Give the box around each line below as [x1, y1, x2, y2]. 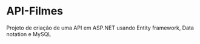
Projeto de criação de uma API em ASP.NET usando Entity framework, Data [6, 24, 194, 31]
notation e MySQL [6, 30, 52, 37]
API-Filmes [6, 4, 64, 18]
